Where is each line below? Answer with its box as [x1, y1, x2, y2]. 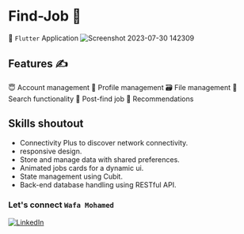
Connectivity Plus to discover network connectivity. [19, 138, 189, 147]
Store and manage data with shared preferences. [19, 154, 180, 164]
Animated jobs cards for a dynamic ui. [19, 163, 144, 172]
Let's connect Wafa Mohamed [8, 199, 115, 210]
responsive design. [19, 146, 82, 156]
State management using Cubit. [19, 172, 123, 181]
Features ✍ [8, 57, 68, 70]
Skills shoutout [8, 117, 84, 130]
